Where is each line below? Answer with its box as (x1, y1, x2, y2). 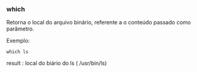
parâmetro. (6, 25, 35, 32)
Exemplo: (6, 37, 30, 45)
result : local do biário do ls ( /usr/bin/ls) (6, 60, 107, 67)
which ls (6, 49, 29, 55)
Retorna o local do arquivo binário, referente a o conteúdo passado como (6, 19, 191, 26)
